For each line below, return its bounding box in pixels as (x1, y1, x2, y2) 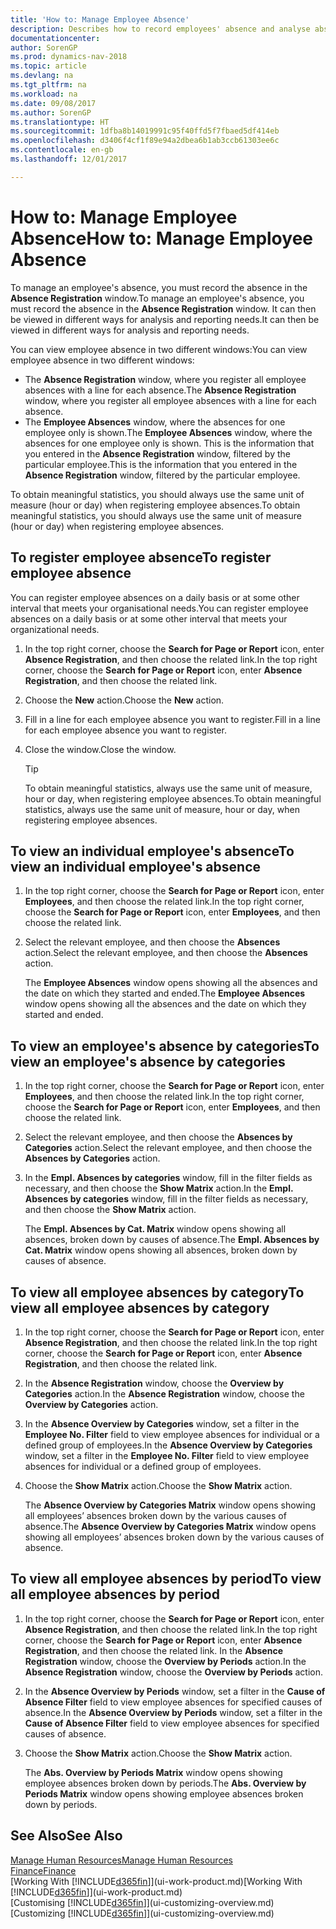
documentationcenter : (10, 33, 101, 43)
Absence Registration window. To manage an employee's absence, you (10, 292, 305, 304)
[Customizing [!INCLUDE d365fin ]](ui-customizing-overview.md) (10, 1907, 275, 1919)
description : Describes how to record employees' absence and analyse (10, 24, 311, 34)
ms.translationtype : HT (10, 117, 110, 127)
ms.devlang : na (10, 71, 74, 81)
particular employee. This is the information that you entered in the (24, 458, 298, 470)
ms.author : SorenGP (10, 107, 92, 118)
